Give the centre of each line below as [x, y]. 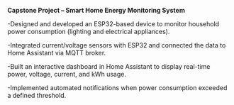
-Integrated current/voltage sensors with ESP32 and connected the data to [117, 45]
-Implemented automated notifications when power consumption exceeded [117, 88]
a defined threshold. [37, 95]
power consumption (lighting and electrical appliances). [89, 32]
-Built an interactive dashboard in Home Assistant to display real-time [109, 66]
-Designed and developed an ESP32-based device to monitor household [113, 24]
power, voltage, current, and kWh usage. [67, 74]
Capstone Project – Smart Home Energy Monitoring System [96, 10]
